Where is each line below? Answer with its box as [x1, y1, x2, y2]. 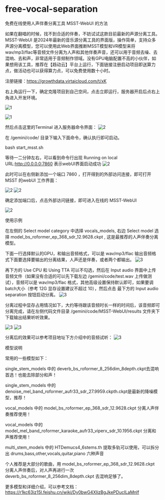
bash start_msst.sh [5, 144, 44, 150]
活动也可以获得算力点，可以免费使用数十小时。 [18, 67, 113, 73]
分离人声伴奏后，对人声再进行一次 [5, 467, 74, 473]
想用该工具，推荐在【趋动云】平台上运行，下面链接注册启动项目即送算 [9, 61, 151, 67]
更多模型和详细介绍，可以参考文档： [5, 483, 79, 490]
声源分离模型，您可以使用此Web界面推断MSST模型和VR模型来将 [5, 43, 136, 49]
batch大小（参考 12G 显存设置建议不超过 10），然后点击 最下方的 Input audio [5, 285, 159, 291]
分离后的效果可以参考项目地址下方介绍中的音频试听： [5, 334, 113, 340]
